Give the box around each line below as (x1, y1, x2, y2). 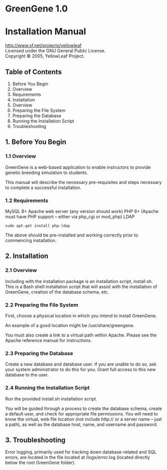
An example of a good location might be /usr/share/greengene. (5, 322, 135, 328)
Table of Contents (5, 67, 62, 76)
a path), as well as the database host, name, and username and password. (5, 421, 158, 427)
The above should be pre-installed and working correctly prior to (5, 232, 139, 238)
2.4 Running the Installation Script (5, 384, 90, 391)
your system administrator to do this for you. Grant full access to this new (5, 366, 156, 372)
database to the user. (5, 372, 49, 378)
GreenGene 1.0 (5, 3, 68, 14)
